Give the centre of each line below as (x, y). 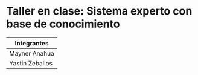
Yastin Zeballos (31, 63)
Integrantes (32, 43)
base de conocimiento (63, 24)
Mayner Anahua (32, 53)
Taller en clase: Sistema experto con (99, 11)
